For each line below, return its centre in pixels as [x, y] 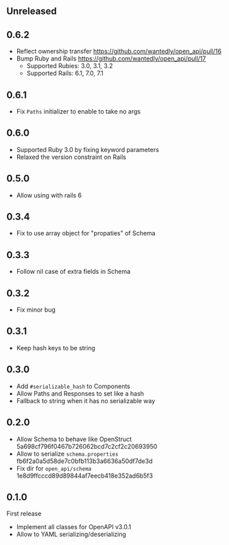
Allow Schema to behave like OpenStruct [74, 439]
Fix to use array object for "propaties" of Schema [86, 233]
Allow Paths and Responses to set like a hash [80, 393]
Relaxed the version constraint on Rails [71, 157]
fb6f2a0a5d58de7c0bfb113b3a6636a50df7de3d [84, 461]
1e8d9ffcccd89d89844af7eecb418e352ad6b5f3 [85, 475]
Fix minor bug [36, 310]
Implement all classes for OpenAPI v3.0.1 [74, 527]
